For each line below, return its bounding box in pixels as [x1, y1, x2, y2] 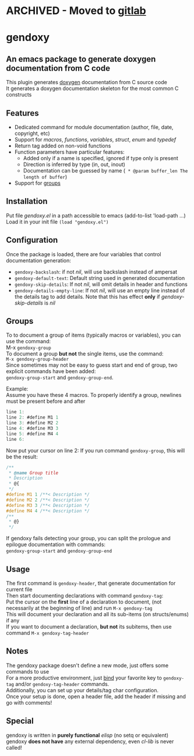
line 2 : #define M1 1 [6, 415, 59, 420]
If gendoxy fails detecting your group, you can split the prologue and [6, 535, 171, 542]
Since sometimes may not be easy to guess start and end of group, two [6, 361, 178, 369]
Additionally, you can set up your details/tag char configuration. [6, 686, 159, 693]
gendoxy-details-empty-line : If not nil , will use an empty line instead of [14, 286, 185, 294]
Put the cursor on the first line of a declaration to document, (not [6, 598, 162, 605]
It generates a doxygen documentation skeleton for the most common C [6, 85, 179, 92]
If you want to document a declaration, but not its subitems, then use [6, 623, 172, 630]
